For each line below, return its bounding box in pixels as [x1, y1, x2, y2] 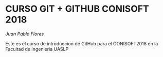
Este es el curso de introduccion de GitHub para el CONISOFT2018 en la [5, 40, 158, 46]
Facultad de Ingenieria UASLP [5, 46, 69, 52]
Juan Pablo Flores [5, 31, 44, 37]
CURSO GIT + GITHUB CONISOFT [5, 3, 149, 15]
